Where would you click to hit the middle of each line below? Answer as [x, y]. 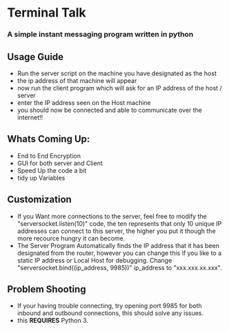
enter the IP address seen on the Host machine [84, 102]
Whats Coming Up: [49, 139]
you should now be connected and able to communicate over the [109, 110]
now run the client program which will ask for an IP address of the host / [119, 88]
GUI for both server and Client [60, 163]
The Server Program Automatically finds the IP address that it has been [118, 245]
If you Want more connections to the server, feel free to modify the [112, 216]
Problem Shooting [47, 289]
